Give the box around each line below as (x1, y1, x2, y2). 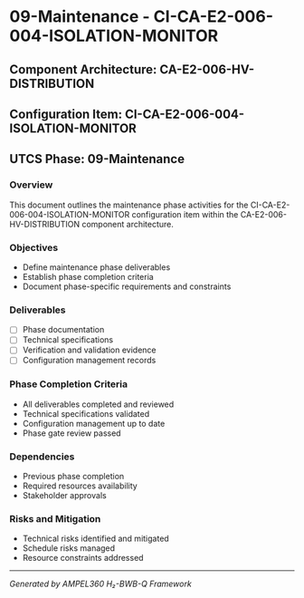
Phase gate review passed (22, 428, 121, 439)
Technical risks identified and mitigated (22, 533, 169, 545)
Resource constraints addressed (22, 553, 144, 564)
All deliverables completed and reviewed (22, 399, 175, 410)
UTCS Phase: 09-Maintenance (9, 151, 185, 167)
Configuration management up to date (22, 418, 166, 429)
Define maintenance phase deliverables (22, 261, 171, 273)
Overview (9, 178, 53, 191)
